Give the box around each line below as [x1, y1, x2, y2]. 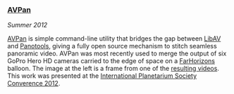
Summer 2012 [7, 21, 48, 29]
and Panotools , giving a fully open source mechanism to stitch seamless [7, 42, 217, 51]
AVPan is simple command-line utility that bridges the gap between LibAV [7, 34, 221, 43]
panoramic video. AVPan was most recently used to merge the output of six [7, 49, 227, 58]
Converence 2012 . [7, 79, 61, 88]
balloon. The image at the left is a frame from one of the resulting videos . [7, 65, 220, 73]
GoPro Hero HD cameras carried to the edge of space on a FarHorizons [7, 57, 215, 65]
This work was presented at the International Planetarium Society [7, 72, 197, 80]
